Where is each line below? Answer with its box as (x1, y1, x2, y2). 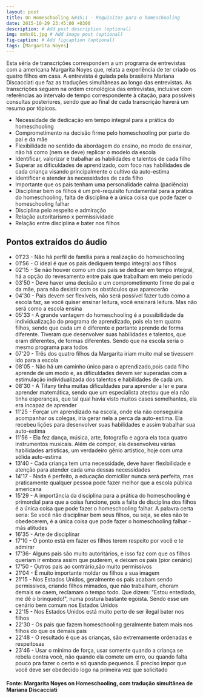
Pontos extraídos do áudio (6, 237, 107, 248)
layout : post (6, 8, 39, 15)
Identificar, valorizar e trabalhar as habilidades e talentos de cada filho (15, 155, 191, 162)
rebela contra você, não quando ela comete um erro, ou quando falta (15, 653, 188, 660)
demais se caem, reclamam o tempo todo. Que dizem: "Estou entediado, (15, 588, 196, 595)
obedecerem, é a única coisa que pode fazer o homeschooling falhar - (15, 517, 191, 525)
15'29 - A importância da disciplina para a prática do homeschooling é (15, 492, 190, 499)
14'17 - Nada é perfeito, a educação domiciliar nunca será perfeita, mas (15, 472, 194, 479)
